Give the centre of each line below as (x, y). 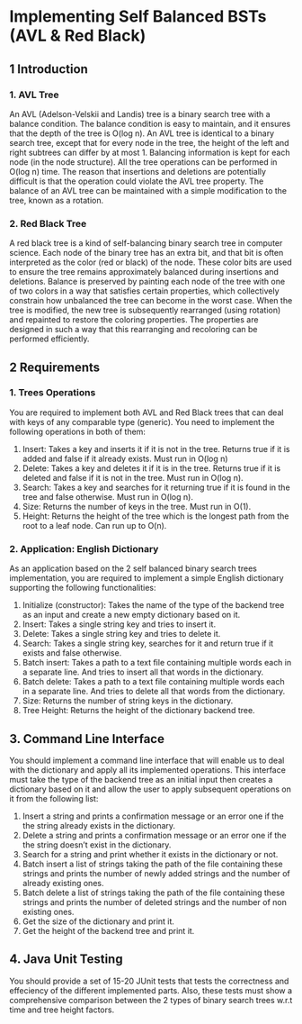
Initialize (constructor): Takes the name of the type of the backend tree (153, 605)
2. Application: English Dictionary (84, 548)
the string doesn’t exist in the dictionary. (97, 845)
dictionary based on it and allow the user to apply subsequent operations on (151, 789)
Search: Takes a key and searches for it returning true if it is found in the (156, 487)
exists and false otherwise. (72, 653)
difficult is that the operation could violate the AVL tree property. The (137, 181)
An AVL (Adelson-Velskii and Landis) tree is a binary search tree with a (140, 113)
